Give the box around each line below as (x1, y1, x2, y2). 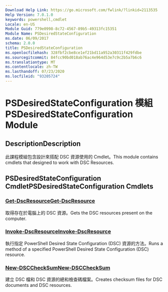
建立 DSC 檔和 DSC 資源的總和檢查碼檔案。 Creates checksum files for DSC (5, 276, 162, 283)
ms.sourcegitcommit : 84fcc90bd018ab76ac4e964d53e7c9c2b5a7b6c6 (5, 55, 142, 60)
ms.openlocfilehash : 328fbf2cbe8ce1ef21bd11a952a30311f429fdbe (5, 50, 142, 55)
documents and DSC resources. (5, 282, 72, 288)
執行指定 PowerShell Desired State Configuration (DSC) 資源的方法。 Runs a (5, 240, 163, 246)
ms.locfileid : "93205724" (5, 74, 60, 79)
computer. (5, 215, 27, 222)
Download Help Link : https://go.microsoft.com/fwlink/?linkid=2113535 (5, 7, 158, 13)
